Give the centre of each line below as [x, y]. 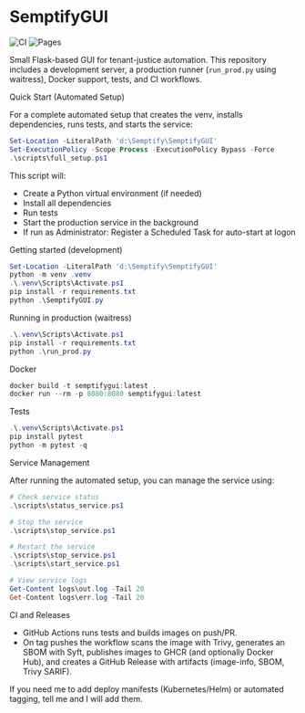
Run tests [41, 213]
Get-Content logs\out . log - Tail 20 [77, 589]
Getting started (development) [66, 249]
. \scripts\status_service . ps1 [67, 505]
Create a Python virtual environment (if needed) [112, 193]
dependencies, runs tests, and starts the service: [101, 124]
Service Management [50, 462]
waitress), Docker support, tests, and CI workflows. [106, 79]
